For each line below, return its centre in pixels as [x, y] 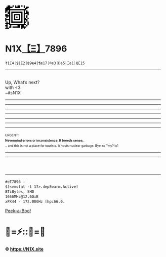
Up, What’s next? [22, 82]
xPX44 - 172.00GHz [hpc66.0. [35, 201]
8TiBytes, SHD [20, 192]
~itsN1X [13, 92]
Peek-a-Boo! [18, 211]
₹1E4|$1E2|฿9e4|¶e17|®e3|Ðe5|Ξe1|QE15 [45, 63]
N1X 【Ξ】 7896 [36, 49]
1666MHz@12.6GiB [22, 196]
